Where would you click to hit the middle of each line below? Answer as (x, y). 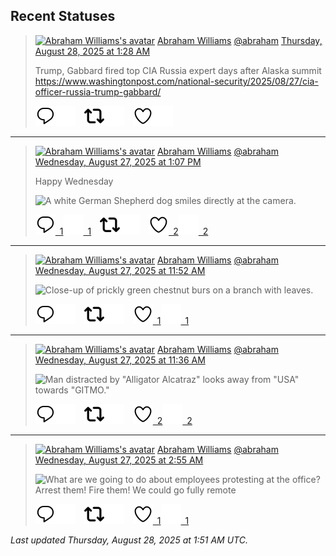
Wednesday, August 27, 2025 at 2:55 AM (119, 460)
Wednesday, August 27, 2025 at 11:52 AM (120, 270)
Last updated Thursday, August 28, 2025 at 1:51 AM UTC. (129, 540)
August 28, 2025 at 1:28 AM (92, 51)
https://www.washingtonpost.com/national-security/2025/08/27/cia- (176, 81)
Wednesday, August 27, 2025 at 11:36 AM (120, 360)
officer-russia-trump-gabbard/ (98, 91)
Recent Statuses (63, 16)
